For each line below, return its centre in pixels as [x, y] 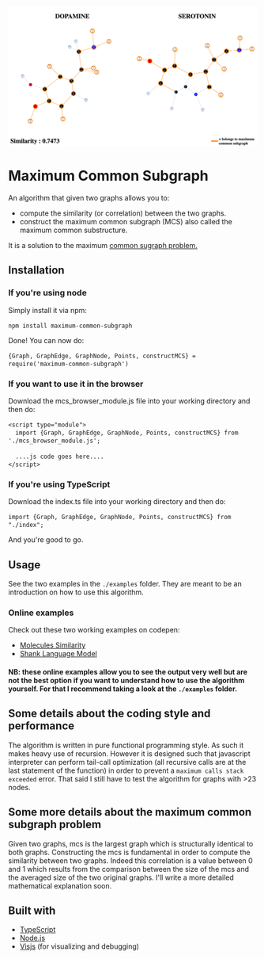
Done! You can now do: [46, 340]
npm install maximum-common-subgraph [70, 326]
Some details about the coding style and [109, 714]
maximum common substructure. [74, 230]
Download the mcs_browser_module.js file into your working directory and [129, 401]
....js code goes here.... [60, 457]
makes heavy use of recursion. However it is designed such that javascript [129, 753]
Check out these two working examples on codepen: [94, 630]
